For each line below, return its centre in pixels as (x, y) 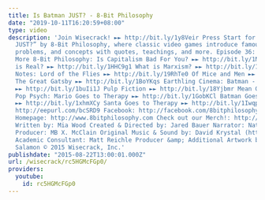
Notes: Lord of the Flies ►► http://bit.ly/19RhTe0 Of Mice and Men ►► (136, 74)
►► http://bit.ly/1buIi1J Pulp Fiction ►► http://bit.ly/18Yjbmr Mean (134, 89)
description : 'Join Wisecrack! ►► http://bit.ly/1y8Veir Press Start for (132, 37)
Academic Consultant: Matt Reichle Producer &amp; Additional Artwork (134, 140)
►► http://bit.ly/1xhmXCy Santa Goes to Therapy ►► (102, 103)
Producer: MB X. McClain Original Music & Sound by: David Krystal (129, 132)
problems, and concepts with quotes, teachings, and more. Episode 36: (136, 52)
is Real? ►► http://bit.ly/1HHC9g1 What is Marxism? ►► (109, 67)
